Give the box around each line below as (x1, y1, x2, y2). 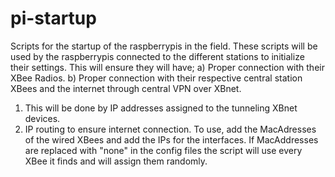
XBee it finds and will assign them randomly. (24, 155, 208, 167)
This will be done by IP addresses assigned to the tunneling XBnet (24, 102, 298, 114)
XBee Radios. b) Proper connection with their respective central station (10, 72, 303, 84)
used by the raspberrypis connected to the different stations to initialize (10, 50, 305, 62)
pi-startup (10, 7, 97, 30)
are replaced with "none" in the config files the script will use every (24, 144, 303, 156)
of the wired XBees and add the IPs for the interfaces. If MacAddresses (24, 133, 319, 146)
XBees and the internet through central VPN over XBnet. (10, 82, 242, 94)
